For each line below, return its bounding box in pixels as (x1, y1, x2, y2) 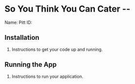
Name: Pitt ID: (4, 19, 33, 25)
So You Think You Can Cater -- (4, 3, 131, 15)
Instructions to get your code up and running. (11, 46, 103, 52)
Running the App (4, 61, 57, 69)
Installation (4, 34, 39, 42)
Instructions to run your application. (11, 73, 83, 79)
